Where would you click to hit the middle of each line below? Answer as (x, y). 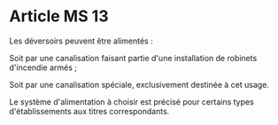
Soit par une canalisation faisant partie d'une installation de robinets (133, 58)
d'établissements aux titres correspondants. (89, 111)
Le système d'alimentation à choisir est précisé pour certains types (131, 102)
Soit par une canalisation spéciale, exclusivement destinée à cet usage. (139, 84)
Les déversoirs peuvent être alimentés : (81, 41)
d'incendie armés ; (43, 67)
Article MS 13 (59, 16)
